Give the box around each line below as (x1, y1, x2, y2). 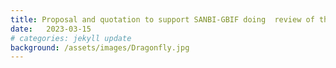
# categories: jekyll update (10, 33, 132, 43)
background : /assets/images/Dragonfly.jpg (10, 42, 190, 53)
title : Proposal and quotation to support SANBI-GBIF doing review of (10, 14, 315, 25)
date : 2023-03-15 (10, 24, 92, 34)
